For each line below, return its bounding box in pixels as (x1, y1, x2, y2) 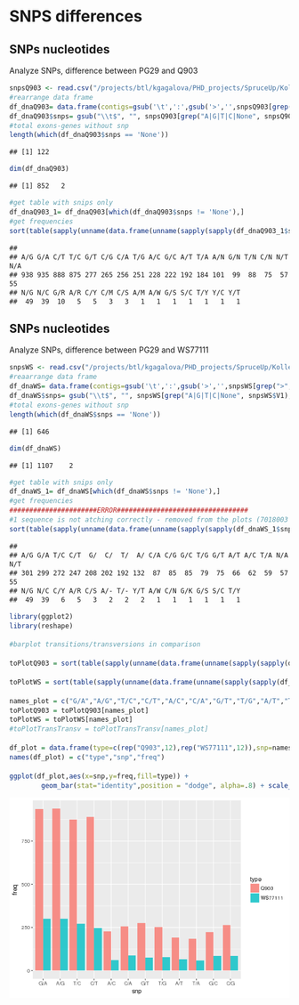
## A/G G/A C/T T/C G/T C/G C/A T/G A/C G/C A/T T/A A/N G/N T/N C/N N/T (9, 252, 289, 262)
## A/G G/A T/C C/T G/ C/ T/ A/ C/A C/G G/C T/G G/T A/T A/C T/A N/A (9, 550, 289, 560)
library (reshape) (9, 621, 74, 630)
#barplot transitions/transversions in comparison (9, 640, 201, 649)
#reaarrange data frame (9, 372, 98, 382)
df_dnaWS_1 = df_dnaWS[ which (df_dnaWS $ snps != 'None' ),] (9, 487, 221, 496)
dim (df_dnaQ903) (9, 165, 69, 174)
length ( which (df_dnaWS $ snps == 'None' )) (9, 409, 162, 419)
